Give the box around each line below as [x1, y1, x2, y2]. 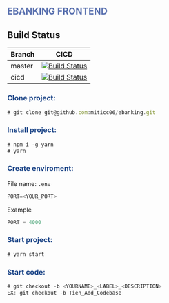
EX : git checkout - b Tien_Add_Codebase [7, 289, 122, 296]
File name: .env [7, 179, 51, 187]
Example [7, 205, 32, 214]
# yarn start [7, 250, 45, 258]
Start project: [7, 235, 53, 245]
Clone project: [7, 93, 57, 103]
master [10, 62, 33, 71]
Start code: [7, 267, 46, 277]
